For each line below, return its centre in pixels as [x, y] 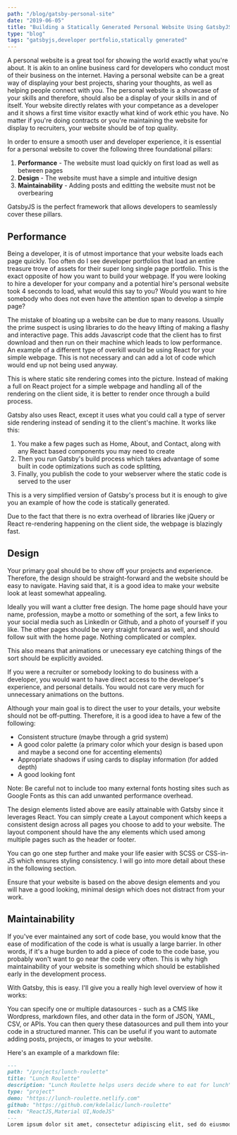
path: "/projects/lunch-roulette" [58, 1072]
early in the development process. [57, 974]
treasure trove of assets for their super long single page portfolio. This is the [118, 268]
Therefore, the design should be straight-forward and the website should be [118, 578]
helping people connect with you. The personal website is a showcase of [113, 91]
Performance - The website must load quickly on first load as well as [118, 163]
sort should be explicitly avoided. [55, 658]
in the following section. [42, 868]
